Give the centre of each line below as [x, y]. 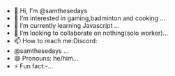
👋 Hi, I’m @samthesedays [51, 11]
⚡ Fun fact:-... [33, 66]
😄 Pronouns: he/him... [46, 58]
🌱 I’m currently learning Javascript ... [67, 25]
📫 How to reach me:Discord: [55, 41]
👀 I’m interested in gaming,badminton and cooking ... [90, 18]
